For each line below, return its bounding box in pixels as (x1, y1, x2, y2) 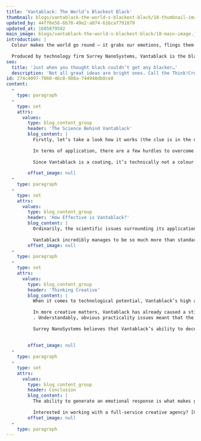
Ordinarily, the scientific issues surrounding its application (32, 226, 197, 232)
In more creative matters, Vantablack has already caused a (32, 309, 186, 315)
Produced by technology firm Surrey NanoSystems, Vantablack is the (11, 53, 186, 59)
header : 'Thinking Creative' (28, 287, 100, 293)
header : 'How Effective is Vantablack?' (28, 215, 130, 221)
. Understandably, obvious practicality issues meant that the (32, 315, 194, 321)
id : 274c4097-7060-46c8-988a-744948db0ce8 (6, 75, 114, 81)
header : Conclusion (28, 387, 77, 393)
